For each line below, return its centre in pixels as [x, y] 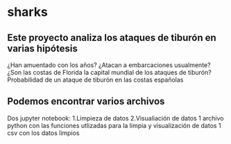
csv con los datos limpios [43, 133]
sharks [28, 12]
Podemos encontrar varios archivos [86, 101]
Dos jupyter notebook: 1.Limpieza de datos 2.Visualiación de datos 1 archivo [115, 118]
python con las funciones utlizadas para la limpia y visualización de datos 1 [114, 125]
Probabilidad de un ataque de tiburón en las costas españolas [95, 80]
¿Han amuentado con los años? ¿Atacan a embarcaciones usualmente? [109, 65]
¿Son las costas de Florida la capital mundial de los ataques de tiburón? [109, 72]
